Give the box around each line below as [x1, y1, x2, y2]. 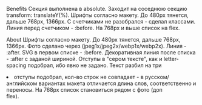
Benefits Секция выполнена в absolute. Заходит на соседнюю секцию [6, 5, 187, 12]
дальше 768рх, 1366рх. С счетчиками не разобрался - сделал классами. [6, 18, 196, 25]
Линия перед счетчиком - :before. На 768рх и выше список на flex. [6, 24, 180, 31]
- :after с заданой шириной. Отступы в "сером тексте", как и [6, 56, 163, 62]
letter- [163, 56, 179, 62]
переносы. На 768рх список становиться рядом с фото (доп [6, 86, 163, 93]
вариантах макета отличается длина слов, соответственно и [38, 80, 197, 87]
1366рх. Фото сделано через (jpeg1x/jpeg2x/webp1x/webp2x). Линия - [6, 42, 187, 49]
